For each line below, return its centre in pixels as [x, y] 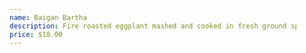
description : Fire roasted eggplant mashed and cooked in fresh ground [148, 26]
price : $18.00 [36, 34]
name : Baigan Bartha [49, 18]
